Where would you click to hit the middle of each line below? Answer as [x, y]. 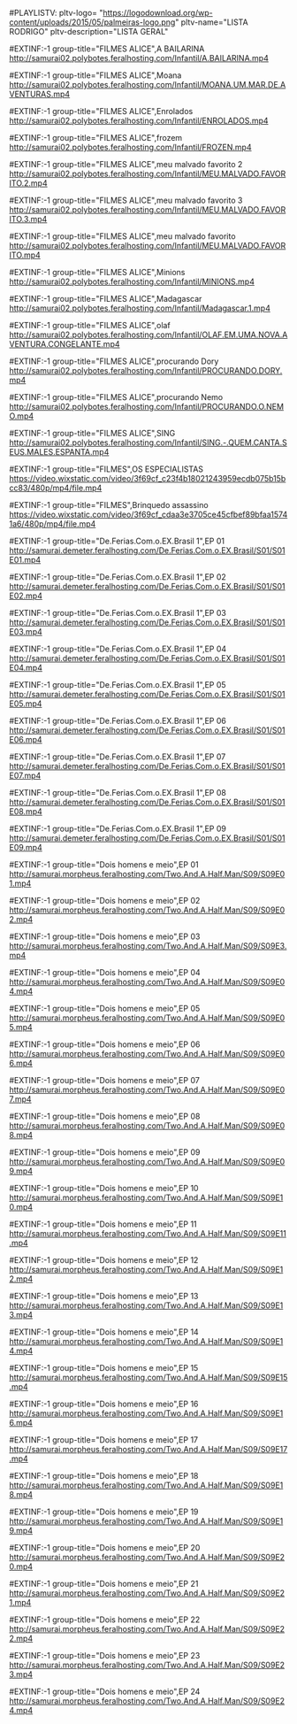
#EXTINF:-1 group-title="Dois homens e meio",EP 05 [105, 1008]
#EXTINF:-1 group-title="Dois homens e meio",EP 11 [103, 1224]
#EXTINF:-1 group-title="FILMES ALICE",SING [92, 433]
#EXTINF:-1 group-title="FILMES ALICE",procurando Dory [114, 361]
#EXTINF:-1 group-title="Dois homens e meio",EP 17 [104, 1440]
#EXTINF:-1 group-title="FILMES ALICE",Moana [95, 75]
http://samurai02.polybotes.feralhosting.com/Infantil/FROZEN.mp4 [130, 147]
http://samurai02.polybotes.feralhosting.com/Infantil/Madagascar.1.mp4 [140, 308]
